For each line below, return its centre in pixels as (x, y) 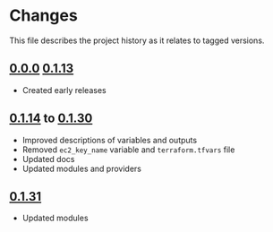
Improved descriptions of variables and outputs (110, 140)
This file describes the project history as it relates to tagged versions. (137, 40)
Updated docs (48, 159)
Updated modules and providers (81, 168)
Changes (43, 16)
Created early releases (64, 90)
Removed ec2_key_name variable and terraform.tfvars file (128, 150)
